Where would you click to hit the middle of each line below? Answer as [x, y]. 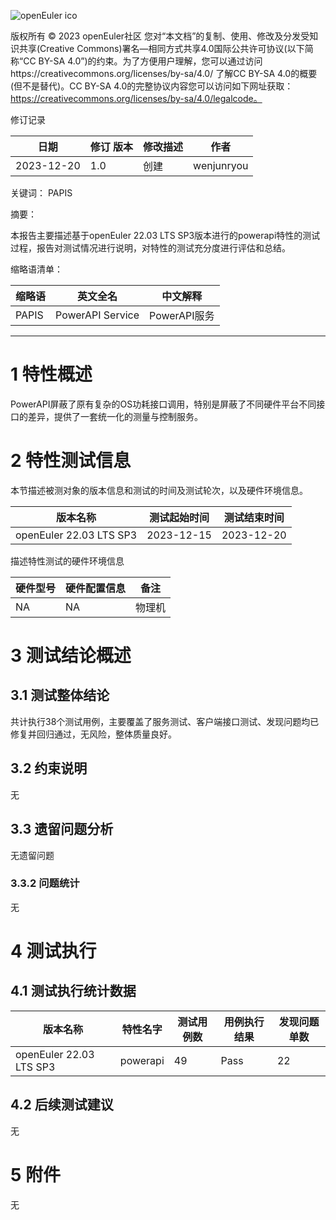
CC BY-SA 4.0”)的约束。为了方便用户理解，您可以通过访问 [143, 61]
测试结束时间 [254, 517]
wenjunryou [221, 165]
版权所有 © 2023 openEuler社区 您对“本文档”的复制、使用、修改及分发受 [160, 36]
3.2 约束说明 [49, 768]
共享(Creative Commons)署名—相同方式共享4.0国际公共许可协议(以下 [161, 48]
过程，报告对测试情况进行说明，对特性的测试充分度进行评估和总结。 [150, 248]
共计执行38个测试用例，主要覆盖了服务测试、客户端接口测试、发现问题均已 [165, 721]
